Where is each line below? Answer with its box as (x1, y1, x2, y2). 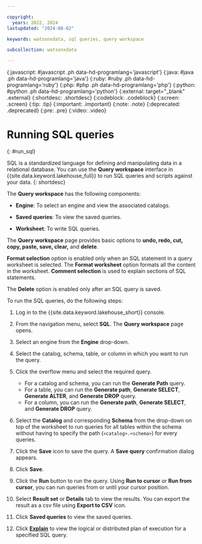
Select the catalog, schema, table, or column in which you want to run (15, 350, 188, 357)
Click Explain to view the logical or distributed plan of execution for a (15, 525, 186, 532)
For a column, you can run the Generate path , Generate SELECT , (24, 399, 186, 406)
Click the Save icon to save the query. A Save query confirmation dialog (15, 448, 194, 455)
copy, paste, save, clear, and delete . (7, 243, 98, 250)
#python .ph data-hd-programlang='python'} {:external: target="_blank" (7, 88, 185, 95)
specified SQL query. (15, 531, 68, 539)
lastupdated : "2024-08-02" (7, 25, 74, 31)
